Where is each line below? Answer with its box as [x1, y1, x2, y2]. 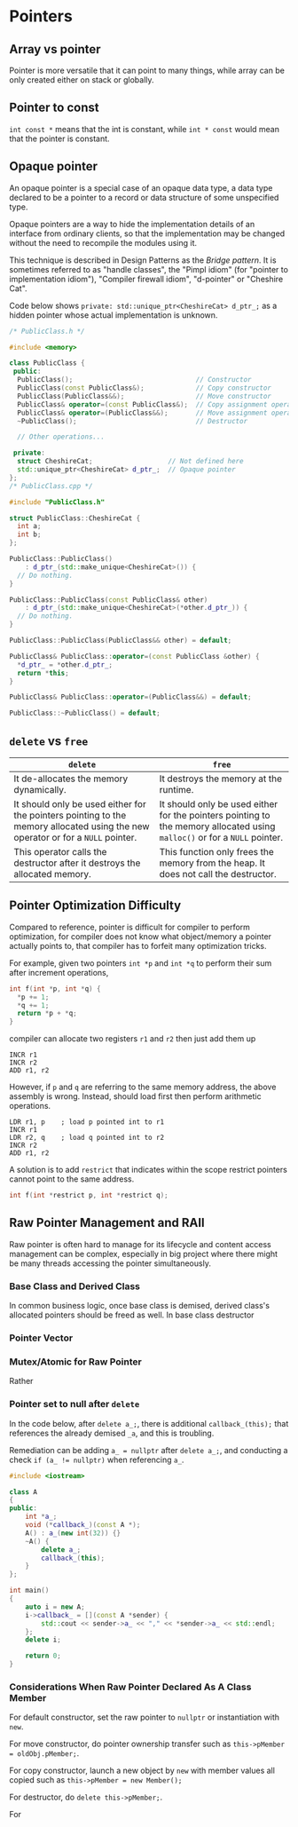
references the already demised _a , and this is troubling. [9, 1428, 215, 1438]
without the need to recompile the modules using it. [9, 237, 198, 248]
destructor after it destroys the [13, 857, 141, 869]
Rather [9, 1376, 34, 1387]
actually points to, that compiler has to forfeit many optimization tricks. [9, 940, 268, 951]
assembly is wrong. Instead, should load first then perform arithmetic [9, 1091, 262, 1102]
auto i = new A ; [25, 1602, 86, 1611]
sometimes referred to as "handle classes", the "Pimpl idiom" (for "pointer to [9, 264, 288, 274]
